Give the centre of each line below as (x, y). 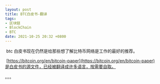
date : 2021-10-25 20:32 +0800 (36, 37)
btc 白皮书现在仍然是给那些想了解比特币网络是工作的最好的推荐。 (72, 51)
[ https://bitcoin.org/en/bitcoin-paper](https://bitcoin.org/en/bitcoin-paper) (80, 61)
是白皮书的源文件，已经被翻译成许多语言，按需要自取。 (60, 67)
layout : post (18, 9)
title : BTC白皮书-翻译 (26, 14)
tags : (10, 18)
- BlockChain (18, 28)
